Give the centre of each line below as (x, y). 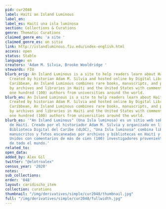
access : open (19, 51)
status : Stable (21, 56)
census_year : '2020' (26, 166)
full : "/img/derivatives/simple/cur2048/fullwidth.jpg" (64, 199)
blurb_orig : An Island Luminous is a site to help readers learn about (80, 74)
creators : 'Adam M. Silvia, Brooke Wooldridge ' (56, 65)
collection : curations (28, 189)
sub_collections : (23, 176)
